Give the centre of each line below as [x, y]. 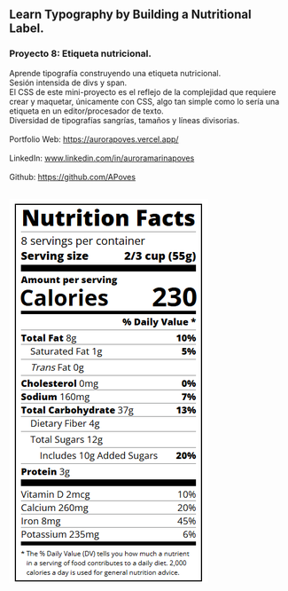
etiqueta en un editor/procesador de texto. [86, 111]
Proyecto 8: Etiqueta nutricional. [81, 54]
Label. [27, 29]
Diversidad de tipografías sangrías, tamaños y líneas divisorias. [125, 120]
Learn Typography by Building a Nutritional [130, 15]
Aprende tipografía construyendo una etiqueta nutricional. [115, 73]
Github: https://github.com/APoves [72, 177]
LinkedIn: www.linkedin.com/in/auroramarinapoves [102, 158]
